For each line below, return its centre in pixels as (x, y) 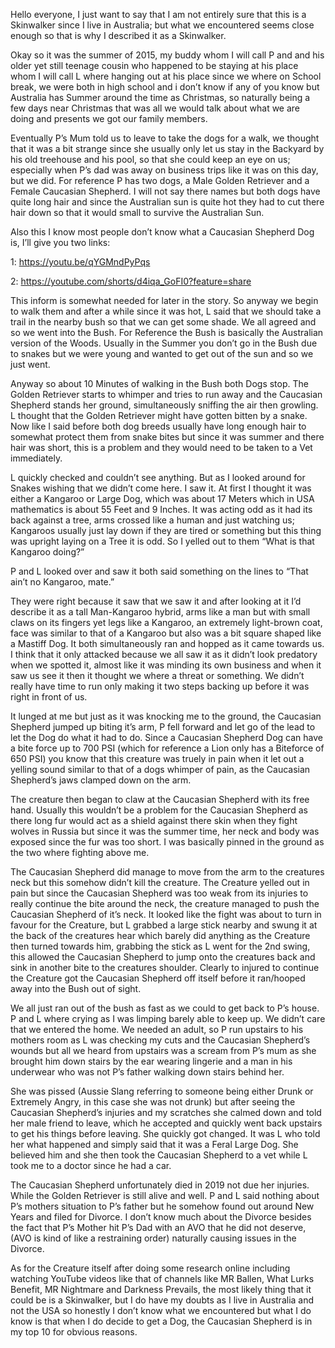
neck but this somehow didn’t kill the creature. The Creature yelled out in (160, 882)
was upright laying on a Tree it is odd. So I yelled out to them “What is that (162, 541)
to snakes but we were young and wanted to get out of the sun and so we (162, 353)
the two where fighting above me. (80, 852)
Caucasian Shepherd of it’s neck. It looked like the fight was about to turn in (166, 914)
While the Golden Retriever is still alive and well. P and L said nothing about (165, 1195)
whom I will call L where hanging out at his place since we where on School (166, 76)
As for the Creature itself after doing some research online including (150, 1268)
